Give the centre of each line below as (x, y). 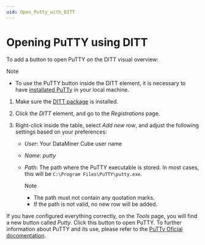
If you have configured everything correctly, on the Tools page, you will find (102, 216)
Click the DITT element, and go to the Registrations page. (88, 113)
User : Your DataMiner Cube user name (73, 143)
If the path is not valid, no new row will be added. (95, 204)
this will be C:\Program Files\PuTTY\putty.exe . (83, 174)
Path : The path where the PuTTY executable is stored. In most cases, (112, 167)
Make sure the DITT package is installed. (67, 101)
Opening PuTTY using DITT (77, 42)
